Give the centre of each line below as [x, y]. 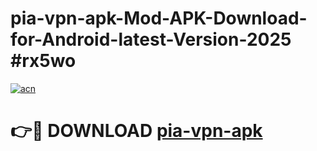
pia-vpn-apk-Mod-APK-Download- [159, 18]
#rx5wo [43, 61]
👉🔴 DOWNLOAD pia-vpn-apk [136, 131]
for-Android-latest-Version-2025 [151, 39]
